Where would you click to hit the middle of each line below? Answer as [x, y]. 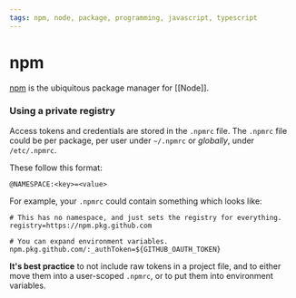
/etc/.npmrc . [33, 149]
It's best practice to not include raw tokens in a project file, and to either [145, 266]
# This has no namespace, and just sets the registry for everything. [146, 217]
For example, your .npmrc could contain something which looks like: [136, 201]
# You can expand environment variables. [89, 241]
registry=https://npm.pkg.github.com [81, 226]
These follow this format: [56, 168]
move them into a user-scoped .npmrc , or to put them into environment [142, 275]
